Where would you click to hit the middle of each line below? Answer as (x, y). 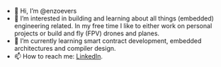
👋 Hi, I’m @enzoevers (45, 11)
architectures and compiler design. (65, 48)
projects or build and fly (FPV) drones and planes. (87, 33)
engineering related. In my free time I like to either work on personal (113, 26)
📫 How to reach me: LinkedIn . (58, 56)
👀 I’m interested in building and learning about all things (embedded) (114, 18)
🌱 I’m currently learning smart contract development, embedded (108, 41)
